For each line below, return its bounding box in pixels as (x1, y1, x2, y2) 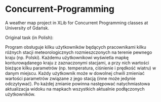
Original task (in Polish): (5, 34, 54, 40)
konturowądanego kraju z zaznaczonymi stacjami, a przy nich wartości (5, 60, 150, 66)
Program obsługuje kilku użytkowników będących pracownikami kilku (5, 44, 147, 50)
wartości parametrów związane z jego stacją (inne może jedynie (5, 75, 136, 81)
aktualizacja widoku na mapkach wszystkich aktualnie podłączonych (5, 86, 145, 92)
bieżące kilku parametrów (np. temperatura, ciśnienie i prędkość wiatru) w (5, 65, 157, 71)
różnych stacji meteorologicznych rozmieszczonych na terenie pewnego (5, 49, 152, 55)
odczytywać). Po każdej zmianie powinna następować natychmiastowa (5, 80, 150, 87)
